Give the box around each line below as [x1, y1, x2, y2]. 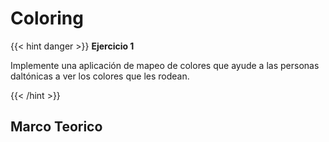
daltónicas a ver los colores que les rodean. [10, 70, 190, 82]
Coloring [10, 7, 84, 30]
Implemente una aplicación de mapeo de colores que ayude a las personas [10, 59, 320, 71]
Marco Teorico [10, 118, 103, 136]
